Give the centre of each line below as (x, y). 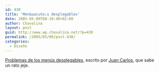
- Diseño (18, 46)
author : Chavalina (24, 23)
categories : (17, 42)
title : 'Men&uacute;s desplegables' (42, 14)
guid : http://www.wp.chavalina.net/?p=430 (49, 32)
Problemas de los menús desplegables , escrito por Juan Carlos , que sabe (80, 60)
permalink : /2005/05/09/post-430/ (40, 37)
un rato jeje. (17, 65)
